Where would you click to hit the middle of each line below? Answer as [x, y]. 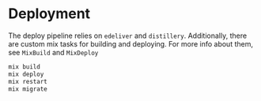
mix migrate [28, 89]
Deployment [49, 14]
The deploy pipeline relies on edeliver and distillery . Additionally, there [128, 36]
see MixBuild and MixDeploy [53, 52]
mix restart [28, 81]
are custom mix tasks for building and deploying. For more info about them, [130, 43]
